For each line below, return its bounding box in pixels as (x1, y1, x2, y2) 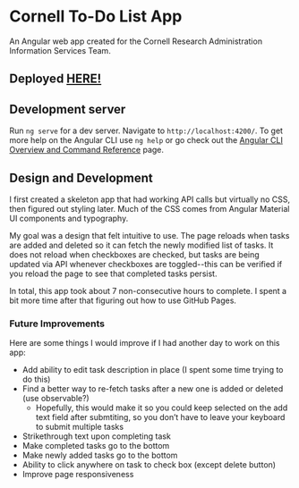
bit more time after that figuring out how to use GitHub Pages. (9, 295, 237, 306)
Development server (9, 101, 126, 117)
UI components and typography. (9, 213, 129, 223)
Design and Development (9, 170, 154, 185)
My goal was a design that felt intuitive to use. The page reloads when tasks (9, 230, 290, 240)
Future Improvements (9, 317, 106, 330)
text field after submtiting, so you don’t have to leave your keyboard (35, 412, 286, 423)
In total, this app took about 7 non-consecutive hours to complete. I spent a (9, 285, 287, 296)
